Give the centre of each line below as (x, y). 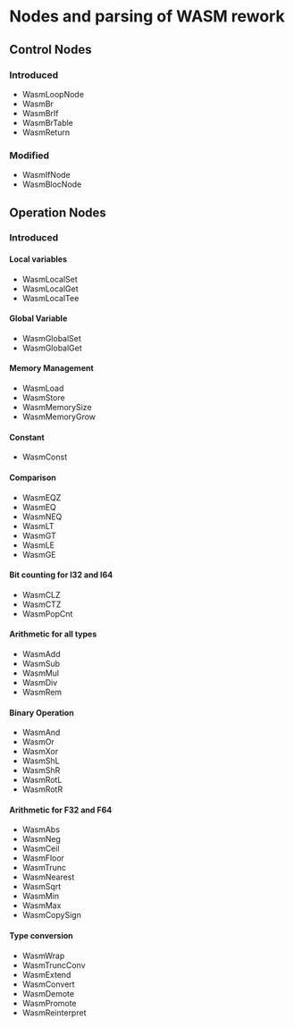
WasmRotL (42, 780)
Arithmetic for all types (53, 634)
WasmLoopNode (53, 94)
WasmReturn (46, 132)
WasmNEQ (42, 517)
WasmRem (42, 692)
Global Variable (38, 318)
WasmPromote (50, 1003)
